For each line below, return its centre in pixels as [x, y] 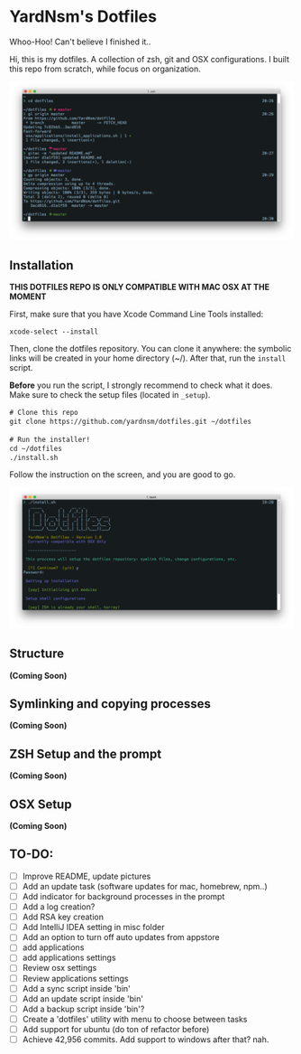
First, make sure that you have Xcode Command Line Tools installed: [137, 315]
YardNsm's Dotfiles [83, 17]
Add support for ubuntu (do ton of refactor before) [116, 1029]
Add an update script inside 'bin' [83, 998]
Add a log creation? [59, 907]
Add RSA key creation [63, 917]
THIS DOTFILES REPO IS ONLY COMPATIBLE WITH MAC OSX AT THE [140, 287]
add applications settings [69, 958]
